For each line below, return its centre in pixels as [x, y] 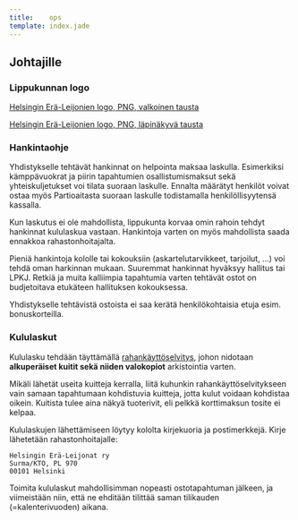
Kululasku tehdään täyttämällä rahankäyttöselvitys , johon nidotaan [131, 357]
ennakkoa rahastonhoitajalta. [63, 242]
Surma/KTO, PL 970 [43, 463]
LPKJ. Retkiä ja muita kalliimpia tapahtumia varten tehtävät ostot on [133, 277]
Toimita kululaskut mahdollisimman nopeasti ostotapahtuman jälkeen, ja [141, 488]
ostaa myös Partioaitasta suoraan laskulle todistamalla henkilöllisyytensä [143, 196]
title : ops [36, 17]
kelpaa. [23, 412]
